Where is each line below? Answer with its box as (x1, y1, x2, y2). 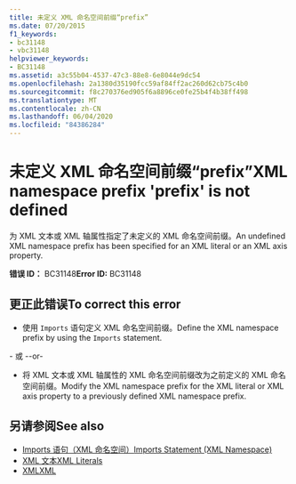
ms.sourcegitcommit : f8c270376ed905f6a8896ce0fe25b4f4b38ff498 (9, 87, 249, 96)
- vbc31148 (9, 46, 50, 55)
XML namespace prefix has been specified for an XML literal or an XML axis (9, 240, 288, 251)
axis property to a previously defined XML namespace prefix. (21, 391, 247, 401)
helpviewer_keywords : (9, 54, 90, 63)
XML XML (21, 464, 57, 476)
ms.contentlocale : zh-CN (9, 104, 101, 113)
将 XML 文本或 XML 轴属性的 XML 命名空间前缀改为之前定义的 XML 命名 (21, 369, 286, 380)
